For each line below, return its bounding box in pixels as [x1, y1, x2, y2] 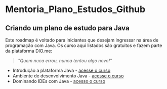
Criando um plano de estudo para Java [5, 24, 130, 32]
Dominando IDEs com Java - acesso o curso [12, 78, 105, 84]
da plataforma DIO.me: [5, 48, 52, 54]
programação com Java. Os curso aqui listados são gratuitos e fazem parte [5, 42, 162, 49]
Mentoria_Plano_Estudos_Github [5, 4, 146, 15]
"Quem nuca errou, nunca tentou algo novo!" [17, 58, 112, 64]
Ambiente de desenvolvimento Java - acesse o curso [12, 73, 124, 79]
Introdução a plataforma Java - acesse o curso [12, 67, 111, 73]
